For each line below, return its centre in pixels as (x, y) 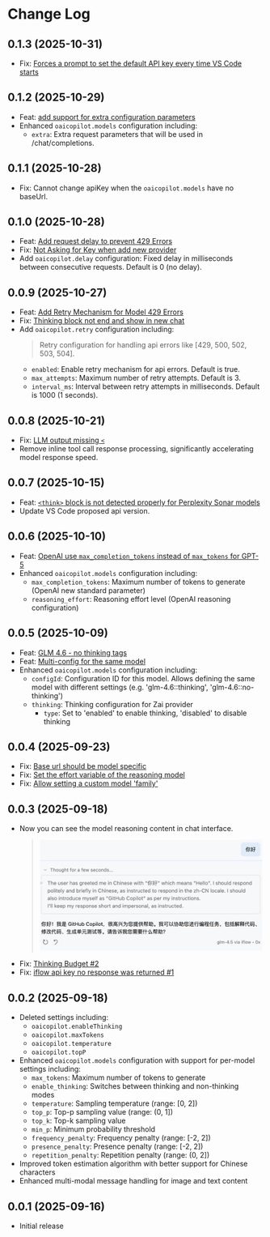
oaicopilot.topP (59, 1053)
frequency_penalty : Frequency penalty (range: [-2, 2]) (121, 1138)
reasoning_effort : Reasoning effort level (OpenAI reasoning (131, 599)
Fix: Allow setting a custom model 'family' (89, 783)
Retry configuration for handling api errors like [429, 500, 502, (143, 345)
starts (29, 72)
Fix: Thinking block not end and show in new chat (102, 321)
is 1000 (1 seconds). (65, 395)
